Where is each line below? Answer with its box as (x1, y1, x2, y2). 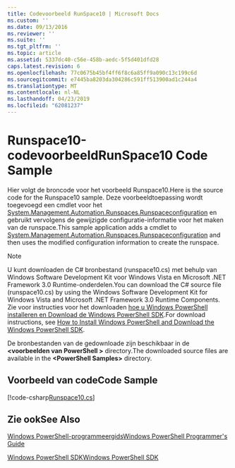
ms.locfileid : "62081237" (7, 102, 83, 109)
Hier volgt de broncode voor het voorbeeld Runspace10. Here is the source (7, 185, 224, 194)
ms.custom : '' (7, 17, 49, 24)
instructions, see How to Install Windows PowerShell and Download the (7, 318, 215, 326)
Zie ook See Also (7, 414, 80, 426)
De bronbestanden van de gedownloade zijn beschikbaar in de (7, 339, 190, 347)
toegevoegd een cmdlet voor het (7, 200, 102, 209)
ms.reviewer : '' (7, 30, 55, 37)
